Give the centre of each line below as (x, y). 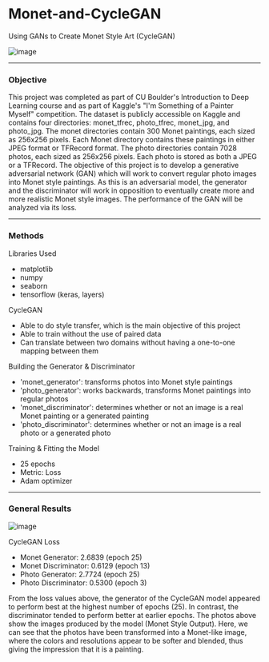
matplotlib (36, 269)
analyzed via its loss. (43, 208)
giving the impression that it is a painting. (76, 649)
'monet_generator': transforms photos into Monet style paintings (126, 381)
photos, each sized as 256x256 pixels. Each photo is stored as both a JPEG (133, 157)
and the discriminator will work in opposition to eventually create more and (131, 191)
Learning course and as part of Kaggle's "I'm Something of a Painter (121, 106)
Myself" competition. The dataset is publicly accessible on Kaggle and (124, 114)
